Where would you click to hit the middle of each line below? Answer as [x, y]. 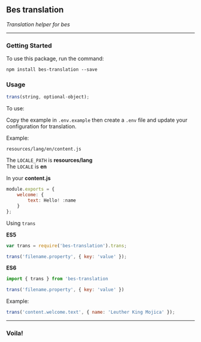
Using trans [21, 223]
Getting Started [29, 46]
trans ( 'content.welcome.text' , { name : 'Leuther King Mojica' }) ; [91, 312]
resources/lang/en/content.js [44, 149]
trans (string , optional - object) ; [48, 97]
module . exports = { [31, 189]
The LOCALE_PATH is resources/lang [49, 160]
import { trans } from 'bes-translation [57, 279]
